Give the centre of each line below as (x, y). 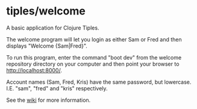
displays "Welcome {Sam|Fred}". (47, 46)
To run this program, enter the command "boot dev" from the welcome (94, 57)
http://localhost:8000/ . (34, 70)
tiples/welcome (46, 11)
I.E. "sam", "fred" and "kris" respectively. (57, 88)
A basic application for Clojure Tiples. (53, 28)
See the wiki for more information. (48, 100)
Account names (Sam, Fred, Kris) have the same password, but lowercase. (99, 82)
